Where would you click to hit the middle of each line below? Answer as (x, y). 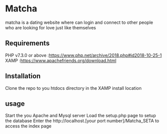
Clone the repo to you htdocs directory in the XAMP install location (73, 88)
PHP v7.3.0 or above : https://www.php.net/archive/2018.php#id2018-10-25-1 (83, 55)
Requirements (27, 43)
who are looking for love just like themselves (50, 27)
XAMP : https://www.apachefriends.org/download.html (61, 61)
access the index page (28, 126)
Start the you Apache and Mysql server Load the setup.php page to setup (81, 116)
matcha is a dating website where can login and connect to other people (79, 22)
